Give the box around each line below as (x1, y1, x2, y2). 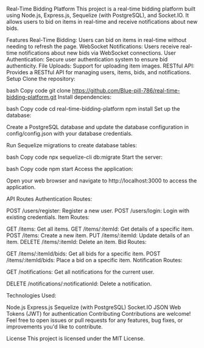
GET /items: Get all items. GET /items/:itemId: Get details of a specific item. (6, 225, 194, 232)
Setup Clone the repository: (6, 75, 76, 82)
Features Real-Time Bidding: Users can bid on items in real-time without (6, 37, 187, 43)
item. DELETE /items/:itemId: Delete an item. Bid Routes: (6, 238, 147, 245)
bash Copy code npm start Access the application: (6, 165, 133, 172)
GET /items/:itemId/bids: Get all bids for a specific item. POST (6, 250, 161, 257)
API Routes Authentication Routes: (6, 195, 93, 203)
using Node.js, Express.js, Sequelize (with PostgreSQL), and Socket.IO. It (6, 12, 189, 19)
